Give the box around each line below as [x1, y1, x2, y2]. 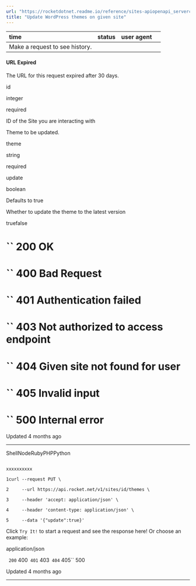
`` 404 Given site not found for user [6, 360, 181, 373]
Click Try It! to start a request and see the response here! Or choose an [6, 527, 182, 534]
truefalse [6, 219, 28, 226]
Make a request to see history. [9, 42, 92, 50]
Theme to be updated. [6, 128, 60, 135]
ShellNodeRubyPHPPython [6, 449, 71, 456]
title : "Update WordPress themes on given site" [6, 14, 127, 20]
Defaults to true [6, 197, 44, 204]
